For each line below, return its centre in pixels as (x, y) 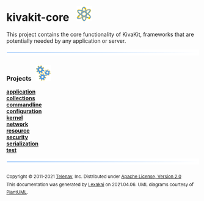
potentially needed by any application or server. (66, 41)
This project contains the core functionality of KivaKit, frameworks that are (100, 34)
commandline (24, 104)
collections (21, 98)
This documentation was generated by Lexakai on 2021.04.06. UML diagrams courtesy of (100, 185)
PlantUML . (17, 192)
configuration (24, 111)
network (17, 124)
